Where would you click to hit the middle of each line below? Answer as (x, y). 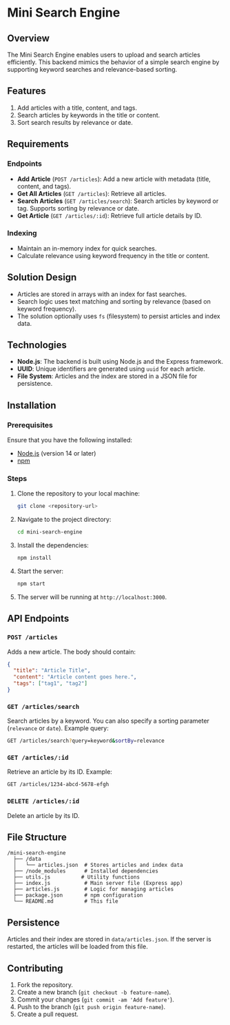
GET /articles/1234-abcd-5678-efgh (58, 785)
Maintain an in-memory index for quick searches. (87, 248)
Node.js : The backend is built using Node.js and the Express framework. (120, 362)
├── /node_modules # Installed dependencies (86, 871)
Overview (29, 38)
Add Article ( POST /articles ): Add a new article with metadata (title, (114, 179)
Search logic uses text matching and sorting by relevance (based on (114, 301)
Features (27, 91)
